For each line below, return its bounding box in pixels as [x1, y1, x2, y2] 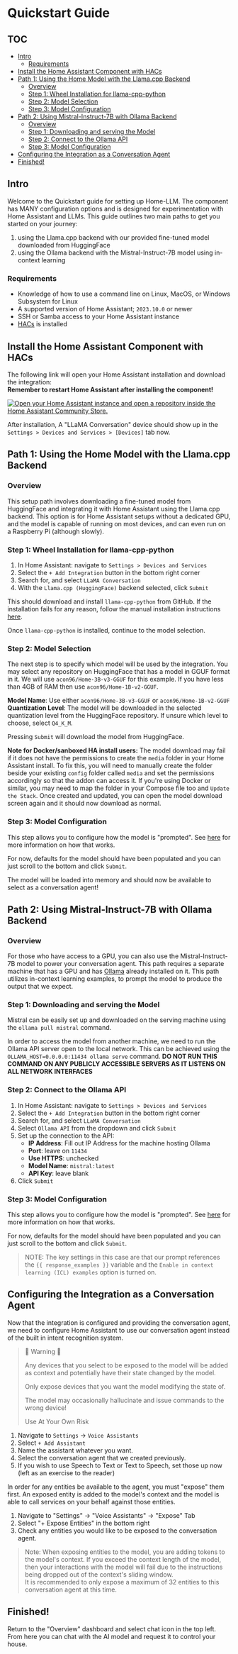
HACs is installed [17, 320, 67, 328]
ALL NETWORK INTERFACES [7, 1067, 93, 1076]
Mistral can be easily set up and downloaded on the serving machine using [7, 1016, 227, 1024]
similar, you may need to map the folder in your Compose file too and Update [7, 784, 230, 792]
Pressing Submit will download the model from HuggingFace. [7, 733, 184, 741]
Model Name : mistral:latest [28, 1161, 115, 1170]
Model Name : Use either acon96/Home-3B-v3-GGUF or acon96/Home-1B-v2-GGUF [7, 696, 230, 705]
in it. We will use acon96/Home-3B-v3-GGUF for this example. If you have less [7, 675, 225, 684]
